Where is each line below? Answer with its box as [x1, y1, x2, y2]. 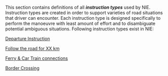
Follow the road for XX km [5, 46, 60, 51]
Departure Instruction [5, 35, 50, 42]
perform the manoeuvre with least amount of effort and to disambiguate [5, 20, 156, 26]
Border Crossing [5, 65, 40, 71]
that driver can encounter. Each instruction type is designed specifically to [5, 15, 161, 21]
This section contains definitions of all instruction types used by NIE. [5, 5, 151, 10]
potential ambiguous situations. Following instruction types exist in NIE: [5, 26, 154, 32]
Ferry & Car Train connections [5, 55, 69, 61]
